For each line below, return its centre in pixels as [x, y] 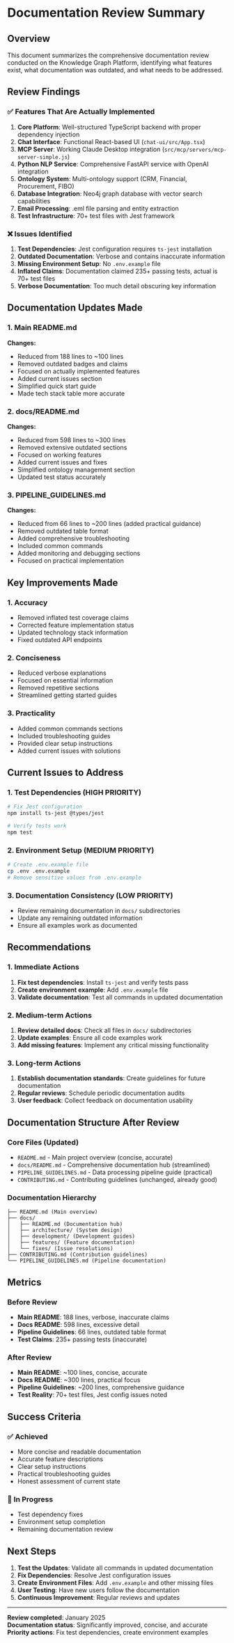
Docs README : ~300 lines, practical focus [79, 1380]
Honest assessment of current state [69, 1481]
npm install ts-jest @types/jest [56, 813]
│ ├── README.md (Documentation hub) [65, 1224]
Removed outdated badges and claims [72, 364]
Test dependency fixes [50, 1514]
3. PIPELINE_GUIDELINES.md [57, 495]
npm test [20, 832]
